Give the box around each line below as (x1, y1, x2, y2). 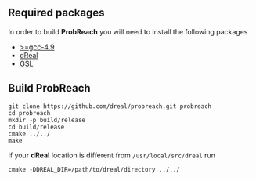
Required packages (8, 6, 105, 20)
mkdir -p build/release (8, 116, 86, 124)
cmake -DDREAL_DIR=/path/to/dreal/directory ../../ (8, 165, 180, 173)
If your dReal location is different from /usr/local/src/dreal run (8, 150, 215, 160)
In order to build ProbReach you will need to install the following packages (8, 27, 248, 36)
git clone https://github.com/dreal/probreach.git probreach (8, 102, 212, 110)
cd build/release (8, 123, 65, 131)
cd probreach (8, 109, 51, 117)
